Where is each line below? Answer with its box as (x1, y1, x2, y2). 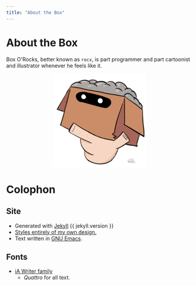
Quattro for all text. (23, 274, 70, 281)
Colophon (6, 183, 56, 196)
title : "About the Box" (6, 10, 65, 15)
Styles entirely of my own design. (14, 228, 97, 235)
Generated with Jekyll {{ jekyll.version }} (14, 222, 114, 229)
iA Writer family (14, 268, 53, 275)
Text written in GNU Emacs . (14, 235, 83, 242)
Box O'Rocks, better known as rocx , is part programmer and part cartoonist (6, 55, 191, 62)
